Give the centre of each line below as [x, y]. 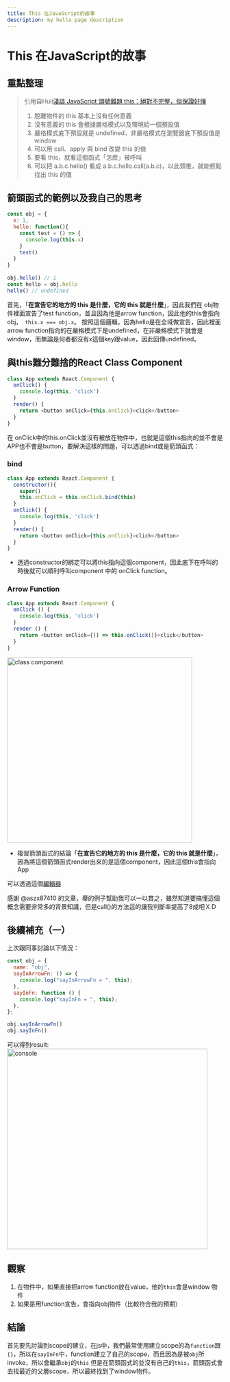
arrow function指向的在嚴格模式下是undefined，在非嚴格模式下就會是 [105, 330]
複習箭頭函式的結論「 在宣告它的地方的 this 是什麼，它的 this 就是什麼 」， [119, 853]
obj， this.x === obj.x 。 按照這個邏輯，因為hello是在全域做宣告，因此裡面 [114, 322]
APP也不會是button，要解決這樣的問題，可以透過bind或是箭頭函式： [103, 446]
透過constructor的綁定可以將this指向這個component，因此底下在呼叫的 [117, 562]
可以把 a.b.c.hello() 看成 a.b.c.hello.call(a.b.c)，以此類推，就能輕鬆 [128, 166]
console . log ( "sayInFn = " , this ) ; [68, 999]
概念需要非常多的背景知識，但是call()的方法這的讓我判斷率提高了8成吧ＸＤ [112, 906]
